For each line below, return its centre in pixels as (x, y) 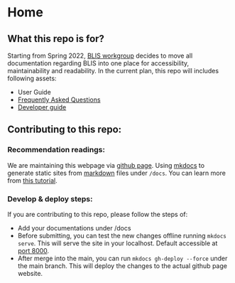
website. (30, 273)
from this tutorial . (33, 180)
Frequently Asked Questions (59, 100)
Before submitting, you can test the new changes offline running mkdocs (122, 235)
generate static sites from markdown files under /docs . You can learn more (116, 173)
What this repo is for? (56, 39)
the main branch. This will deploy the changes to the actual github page (122, 266)
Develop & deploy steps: (50, 198)
